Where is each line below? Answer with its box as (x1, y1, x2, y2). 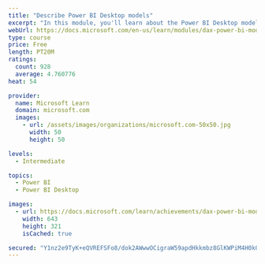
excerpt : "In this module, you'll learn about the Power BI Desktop (8, 19, 238, 27)
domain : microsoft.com (15, 106, 90, 114)
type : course (8, 33, 51, 42)
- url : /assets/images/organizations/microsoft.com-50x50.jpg (22, 121, 231, 129)
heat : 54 (8, 77, 37, 85)
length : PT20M (8, 48, 55, 56)
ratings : (8, 56, 37, 64)
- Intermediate (15, 157, 65, 165)
